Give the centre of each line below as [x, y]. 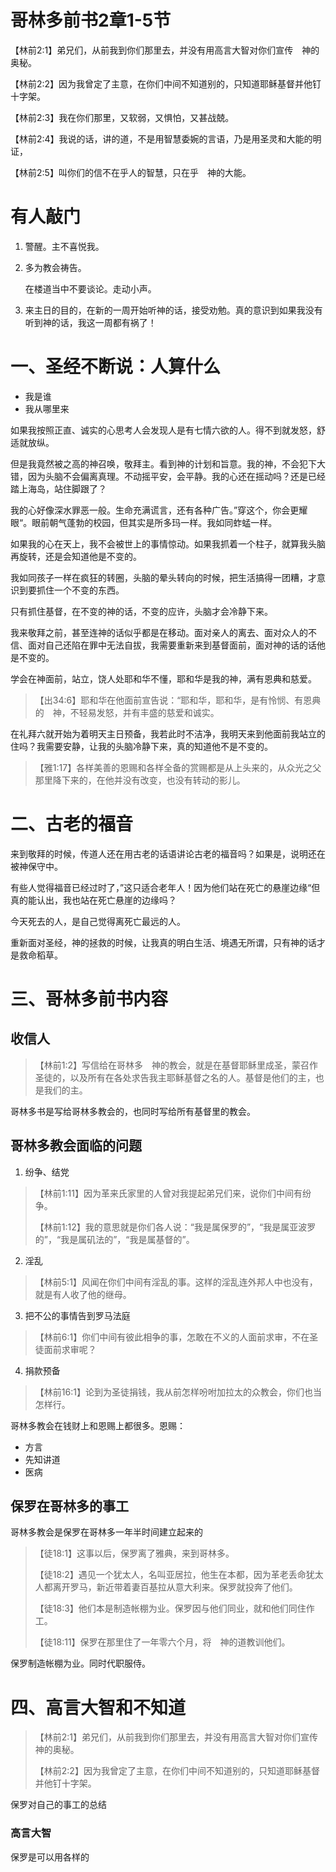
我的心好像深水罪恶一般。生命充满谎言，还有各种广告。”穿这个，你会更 [155, 510]
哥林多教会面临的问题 [76, 1146]
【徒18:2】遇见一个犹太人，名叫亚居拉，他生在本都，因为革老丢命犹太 [179, 1575]
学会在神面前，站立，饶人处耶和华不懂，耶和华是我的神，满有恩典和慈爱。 [163, 678]
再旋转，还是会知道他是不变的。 [76, 556]
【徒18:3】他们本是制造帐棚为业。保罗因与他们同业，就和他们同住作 [174, 1608]
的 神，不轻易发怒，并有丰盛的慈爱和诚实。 [127, 712]
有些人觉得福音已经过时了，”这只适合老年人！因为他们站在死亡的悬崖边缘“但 [165, 887]
